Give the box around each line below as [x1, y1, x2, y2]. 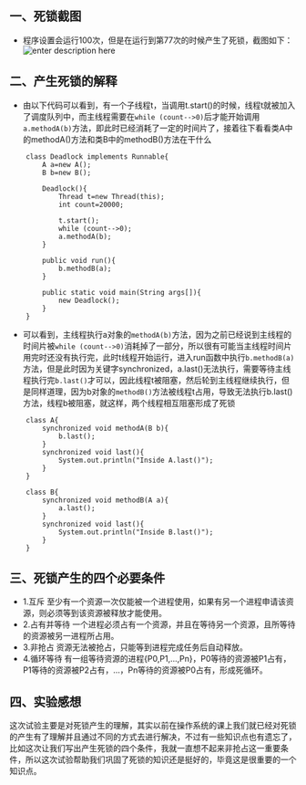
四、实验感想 [9, 694, 82, 709]
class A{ [25, 415, 59, 424]
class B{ [25, 487, 59, 497]
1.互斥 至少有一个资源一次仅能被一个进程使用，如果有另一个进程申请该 [22, 596, 287, 607]
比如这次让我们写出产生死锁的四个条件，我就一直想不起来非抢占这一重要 [9, 743, 280, 754]
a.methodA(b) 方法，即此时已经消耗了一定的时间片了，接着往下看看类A [22, 122, 285, 133]
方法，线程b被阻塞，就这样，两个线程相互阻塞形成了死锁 [22, 397, 236, 408]
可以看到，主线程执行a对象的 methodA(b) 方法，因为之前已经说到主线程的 [22, 329, 292, 340]
